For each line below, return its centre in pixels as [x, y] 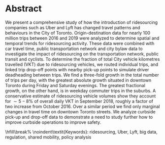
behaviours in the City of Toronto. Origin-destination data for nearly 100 [78, 33]
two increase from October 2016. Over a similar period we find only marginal [82, 106]
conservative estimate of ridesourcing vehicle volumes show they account [81, 96]
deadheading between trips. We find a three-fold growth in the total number [82, 75]
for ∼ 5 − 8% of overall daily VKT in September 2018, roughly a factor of [79, 101]
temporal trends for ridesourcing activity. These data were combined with [80, 43]
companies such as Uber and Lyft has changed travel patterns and [73, 27]
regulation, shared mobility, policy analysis [48, 137]
